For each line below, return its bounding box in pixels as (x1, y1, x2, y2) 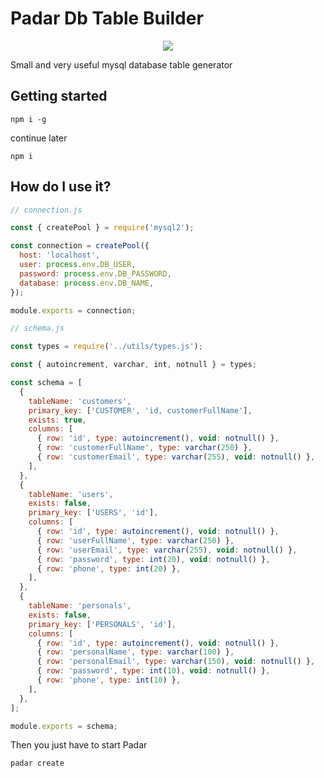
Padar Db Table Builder (10, 7, 204, 30)
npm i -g (10, 114, 47, 124)
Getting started (10, 88, 108, 105)
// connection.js (10, 205, 83, 215)
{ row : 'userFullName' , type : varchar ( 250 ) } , (36, 535, 235, 546)
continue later (10, 132, 68, 144)
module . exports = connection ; (10, 305, 137, 316)
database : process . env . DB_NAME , (19, 278, 155, 288)
